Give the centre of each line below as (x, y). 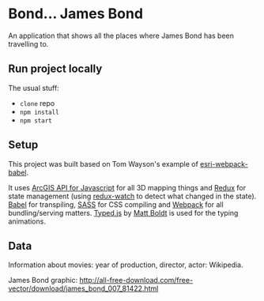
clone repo (37, 103)
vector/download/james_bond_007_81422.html (83, 288)
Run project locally (55, 69)
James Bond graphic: (43, 280)
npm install (39, 112)
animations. (27, 221)
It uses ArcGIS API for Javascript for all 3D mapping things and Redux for (127, 187)
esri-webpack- (224, 164)
